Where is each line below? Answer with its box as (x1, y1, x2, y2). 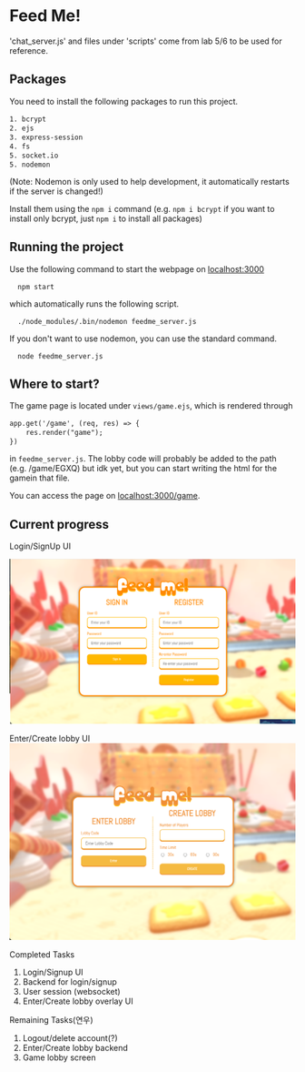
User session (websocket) (22, 986, 121, 997)
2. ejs (9, 124, 34, 133)
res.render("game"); (25, 429, 103, 438)
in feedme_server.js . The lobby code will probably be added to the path (9, 453, 277, 464)
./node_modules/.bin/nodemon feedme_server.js (17, 317, 197, 326)
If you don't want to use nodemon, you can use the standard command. (9, 333, 277, 344)
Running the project (9, 239, 124, 255)
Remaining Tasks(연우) (9, 1015, 93, 1026)
